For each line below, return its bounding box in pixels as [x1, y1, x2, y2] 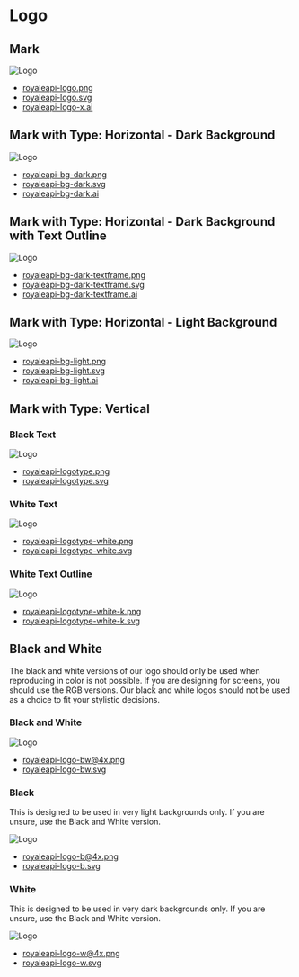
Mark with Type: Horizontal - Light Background [9, 315, 277, 330]
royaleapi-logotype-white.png [22, 536, 134, 547]
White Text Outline [9, 568, 92, 580]
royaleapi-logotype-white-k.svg [22, 615, 141, 626]
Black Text [9, 428, 57, 441]
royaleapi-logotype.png [22, 466, 110, 477]
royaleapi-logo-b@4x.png [22, 851, 119, 862]
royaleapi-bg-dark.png [22, 168, 108, 180]
